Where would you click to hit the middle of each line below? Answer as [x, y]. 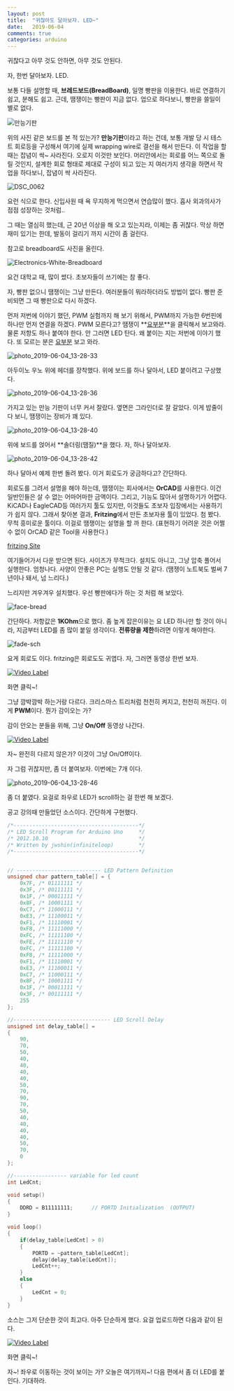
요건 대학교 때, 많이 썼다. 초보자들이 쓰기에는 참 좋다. [79, 277]
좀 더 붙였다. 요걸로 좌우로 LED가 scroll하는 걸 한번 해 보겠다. [90, 797]
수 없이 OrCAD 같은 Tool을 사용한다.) [58, 532]
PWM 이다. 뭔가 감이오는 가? [53, 711]
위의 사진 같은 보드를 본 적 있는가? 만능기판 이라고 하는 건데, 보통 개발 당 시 [108, 138]
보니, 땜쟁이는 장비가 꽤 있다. [53, 416]
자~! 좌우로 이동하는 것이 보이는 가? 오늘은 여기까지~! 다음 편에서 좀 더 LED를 [112, 1371]
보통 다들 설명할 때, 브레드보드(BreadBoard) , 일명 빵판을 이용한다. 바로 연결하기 [116, 90]
